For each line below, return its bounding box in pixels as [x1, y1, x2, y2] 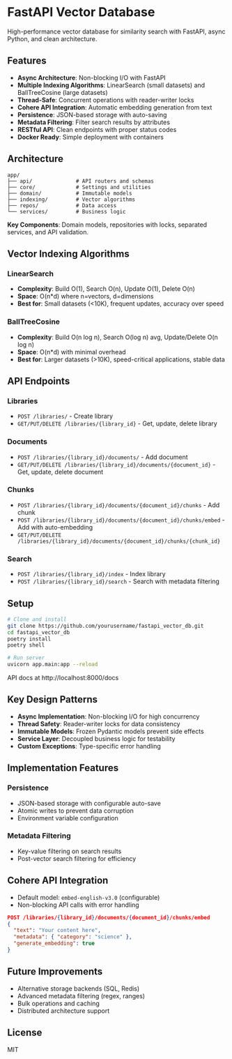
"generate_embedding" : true [13, 940, 95, 947]
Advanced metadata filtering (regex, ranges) [17, 991, 145, 1000]
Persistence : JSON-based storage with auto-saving [17, 110, 167, 119]
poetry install [7, 636, 52, 643]
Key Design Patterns [7, 693, 98, 705]
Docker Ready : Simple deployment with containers [17, 133, 164, 141]
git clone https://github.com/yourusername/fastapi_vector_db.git [7, 622, 204, 629]
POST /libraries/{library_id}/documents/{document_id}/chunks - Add [17, 500, 220, 509]
